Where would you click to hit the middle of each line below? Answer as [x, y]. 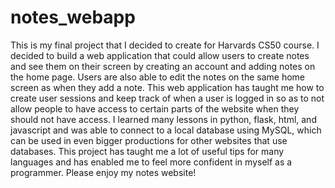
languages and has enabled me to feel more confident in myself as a [151, 162]
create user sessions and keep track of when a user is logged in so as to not [167, 98]
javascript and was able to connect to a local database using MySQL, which [166, 130]
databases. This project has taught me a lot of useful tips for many [147, 151]
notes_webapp [73, 17]
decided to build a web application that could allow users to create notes [160, 55]
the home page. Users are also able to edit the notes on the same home [157, 77]
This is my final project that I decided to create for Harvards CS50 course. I [165, 45]
